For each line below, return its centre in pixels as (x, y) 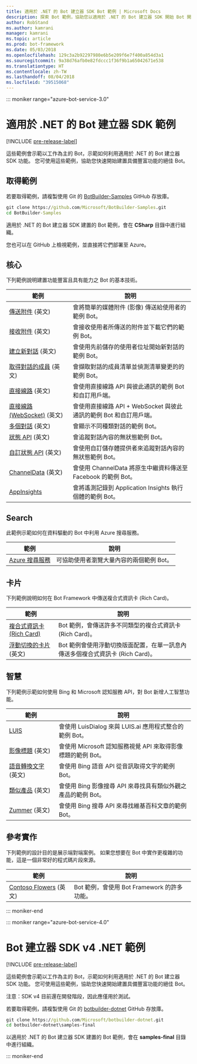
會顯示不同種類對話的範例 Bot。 (116, 426)
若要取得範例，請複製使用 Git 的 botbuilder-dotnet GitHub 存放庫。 (86, 1009)
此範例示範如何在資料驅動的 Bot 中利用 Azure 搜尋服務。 (74, 533)
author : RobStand (27, 22)
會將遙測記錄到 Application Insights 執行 (128, 488)
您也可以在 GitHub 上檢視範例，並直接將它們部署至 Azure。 (78, 245)
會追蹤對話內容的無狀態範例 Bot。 (119, 437)
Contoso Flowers (32, 887)
